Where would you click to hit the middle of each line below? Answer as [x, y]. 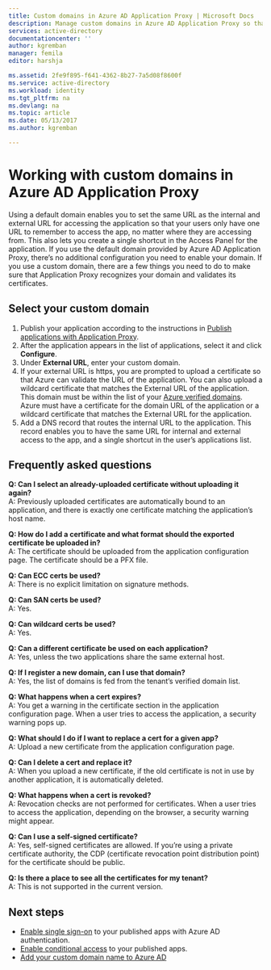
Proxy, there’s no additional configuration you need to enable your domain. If [135, 257]
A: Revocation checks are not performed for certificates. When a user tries [132, 804]
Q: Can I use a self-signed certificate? [73, 837]
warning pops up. [38, 723]
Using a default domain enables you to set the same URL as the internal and [134, 214]
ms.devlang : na [34, 106]
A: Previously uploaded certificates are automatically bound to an [117, 502]
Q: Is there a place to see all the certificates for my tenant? [108, 878]
